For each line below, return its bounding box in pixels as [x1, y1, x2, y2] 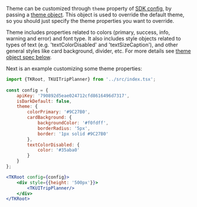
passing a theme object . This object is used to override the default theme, [6, 11, 185, 18]
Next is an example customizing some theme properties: [6, 65, 142, 72]
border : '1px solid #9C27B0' [37, 131, 109, 137]
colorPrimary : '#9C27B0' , [27, 109, 91, 115]
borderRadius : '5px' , [37, 125, 91, 131]
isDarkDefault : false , [16, 98, 72, 104]
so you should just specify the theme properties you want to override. [6, 18, 175, 24]
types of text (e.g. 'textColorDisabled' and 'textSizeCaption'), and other [6, 41, 178, 48]
